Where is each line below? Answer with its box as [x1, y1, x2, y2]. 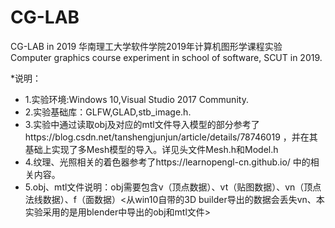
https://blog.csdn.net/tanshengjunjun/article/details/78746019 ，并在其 [24, 131, 318, 143]
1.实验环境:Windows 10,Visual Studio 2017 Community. [24, 93, 249, 105]
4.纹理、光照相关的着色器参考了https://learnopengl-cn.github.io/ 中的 [24, 156, 311, 168]
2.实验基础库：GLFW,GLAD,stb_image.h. [24, 106, 192, 118]
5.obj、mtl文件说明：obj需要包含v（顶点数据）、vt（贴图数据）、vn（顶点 [24, 181, 322, 193]
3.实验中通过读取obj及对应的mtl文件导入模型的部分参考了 [24, 118, 260, 130]
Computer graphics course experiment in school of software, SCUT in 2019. [10, 51, 323, 63]
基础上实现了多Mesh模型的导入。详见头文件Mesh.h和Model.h [24, 143, 279, 155]
